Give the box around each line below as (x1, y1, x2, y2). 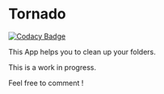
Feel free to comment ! (8, 78, 84, 88)
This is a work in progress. (8, 62, 97, 72)
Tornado (8, 5, 66, 23)
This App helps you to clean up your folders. (8, 47, 156, 56)
